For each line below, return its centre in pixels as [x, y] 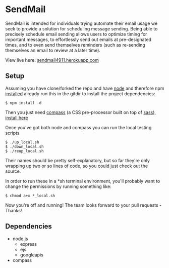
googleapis [32, 255]
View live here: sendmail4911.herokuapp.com [52, 60]
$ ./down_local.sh [24, 146]
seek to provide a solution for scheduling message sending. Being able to [81, 28]
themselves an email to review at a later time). [53, 50]
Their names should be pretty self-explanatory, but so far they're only [78, 160]
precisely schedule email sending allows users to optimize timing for [76, 34]
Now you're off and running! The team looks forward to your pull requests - [83, 205]
